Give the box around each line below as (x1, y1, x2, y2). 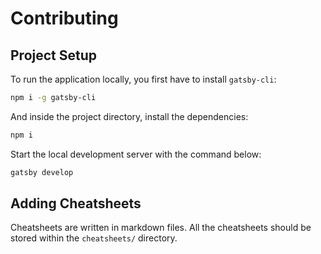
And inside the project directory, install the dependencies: (10, 110, 249, 122)
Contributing (10, 7, 119, 30)
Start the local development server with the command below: (10, 148, 262, 160)
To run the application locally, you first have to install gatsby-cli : (10, 73, 277, 85)
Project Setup (10, 47, 98, 64)
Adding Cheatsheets (10, 195, 142, 212)
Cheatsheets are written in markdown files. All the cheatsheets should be (10, 222, 312, 234)
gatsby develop (10, 167, 74, 177)
